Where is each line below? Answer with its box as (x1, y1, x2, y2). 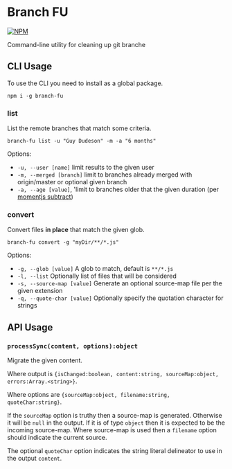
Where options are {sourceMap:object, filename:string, (7, 391, 170, 399)
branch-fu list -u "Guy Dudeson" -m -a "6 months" (7, 138, 157, 145)
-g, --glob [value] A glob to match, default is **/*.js (17, 265, 174, 273)
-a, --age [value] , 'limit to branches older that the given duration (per (17, 185, 220, 194)
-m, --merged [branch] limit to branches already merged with (17, 170, 193, 179)
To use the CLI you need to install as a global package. (7, 79, 163, 87)
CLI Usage (7, 60, 53, 73)
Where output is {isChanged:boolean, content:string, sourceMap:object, (7, 370, 220, 378)
